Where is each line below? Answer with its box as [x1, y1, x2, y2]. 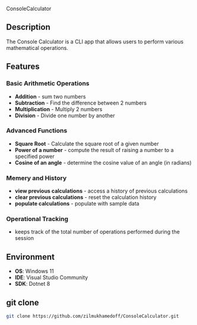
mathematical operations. [6, 44, 68, 51]
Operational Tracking [6, 215, 69, 223]
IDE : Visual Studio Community [14, 274, 88, 281]
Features [6, 62, 40, 72]
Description [6, 22, 50, 32]
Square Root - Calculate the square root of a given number [14, 140, 159, 147]
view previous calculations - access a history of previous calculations [14, 187, 188, 195]
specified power [14, 153, 55, 160]
